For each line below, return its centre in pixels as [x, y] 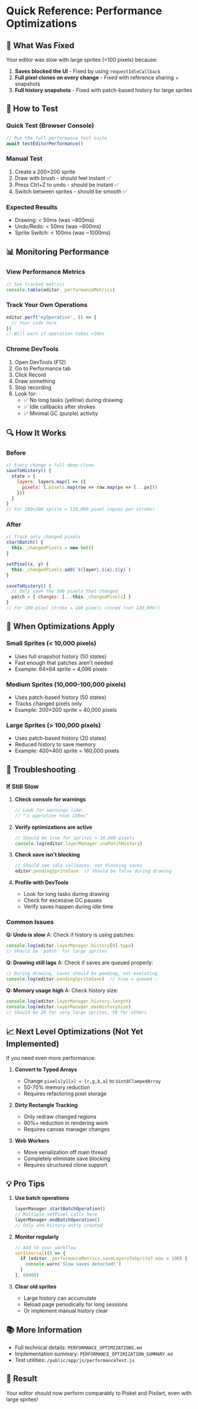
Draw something [35, 381]
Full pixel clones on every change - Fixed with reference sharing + [97, 77]
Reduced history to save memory [55, 745]
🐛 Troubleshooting [41, 769]
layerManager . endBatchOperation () [57, 1220]
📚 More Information [44, 1330]
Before [16, 452]
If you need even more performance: [51, 1058]
